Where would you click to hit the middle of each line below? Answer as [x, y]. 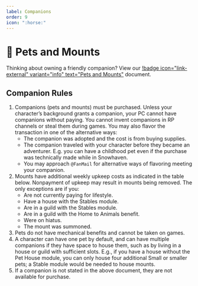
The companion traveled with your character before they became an [107, 145]
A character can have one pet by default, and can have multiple [92, 239]
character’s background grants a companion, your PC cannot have [95, 113]
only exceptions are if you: [47, 189]
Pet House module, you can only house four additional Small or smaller [101, 258]
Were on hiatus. [43, 220]
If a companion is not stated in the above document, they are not [93, 271]
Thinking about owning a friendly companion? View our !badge [83, 68]
